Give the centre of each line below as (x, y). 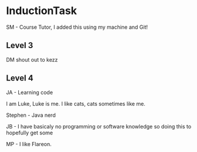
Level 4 (20, 78)
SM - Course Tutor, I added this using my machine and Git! (77, 27)
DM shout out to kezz (32, 59)
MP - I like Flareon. (29, 144)
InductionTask (42, 11)
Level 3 (20, 45)
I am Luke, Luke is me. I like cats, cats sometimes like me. (76, 103)
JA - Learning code (29, 92)
